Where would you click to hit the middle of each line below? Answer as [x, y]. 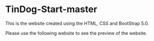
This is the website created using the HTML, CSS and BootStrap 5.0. [77, 23]
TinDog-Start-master [51, 9]
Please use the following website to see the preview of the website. [76, 33]
